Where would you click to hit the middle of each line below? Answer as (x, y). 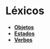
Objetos (24, 27)
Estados (24, 33)
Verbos (23, 40)
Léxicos (25, 11)
